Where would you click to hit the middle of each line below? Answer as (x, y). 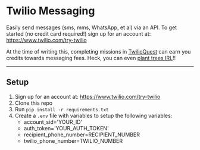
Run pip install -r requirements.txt (62, 109)
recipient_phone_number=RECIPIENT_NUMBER (82, 135)
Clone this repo (33, 103)
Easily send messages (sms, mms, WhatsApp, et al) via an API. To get (92, 27)
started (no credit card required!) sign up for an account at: (79, 33)
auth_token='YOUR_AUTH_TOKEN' (66, 128)
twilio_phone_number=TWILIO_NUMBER (73, 140)
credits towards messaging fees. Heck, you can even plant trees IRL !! (91, 58)
